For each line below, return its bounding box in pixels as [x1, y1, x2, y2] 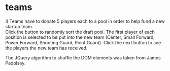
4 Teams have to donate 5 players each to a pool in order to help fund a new [5, 18, 165, 24]
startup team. [5, 23, 33, 29]
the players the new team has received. [5, 45, 88, 51]
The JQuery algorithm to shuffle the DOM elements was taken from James [5, 54, 161, 60]
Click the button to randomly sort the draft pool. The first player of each [5, 29, 155, 35]
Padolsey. [5, 60, 26, 66]
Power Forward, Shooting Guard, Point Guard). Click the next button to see [5, 39, 161, 45]
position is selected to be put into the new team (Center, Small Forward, [5, 34, 155, 40]
